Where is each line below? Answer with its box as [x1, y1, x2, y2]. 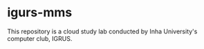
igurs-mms [7, 5, 73, 20]
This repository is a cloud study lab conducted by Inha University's [7, 27, 198, 35]
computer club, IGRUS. [7, 34, 73, 42]
